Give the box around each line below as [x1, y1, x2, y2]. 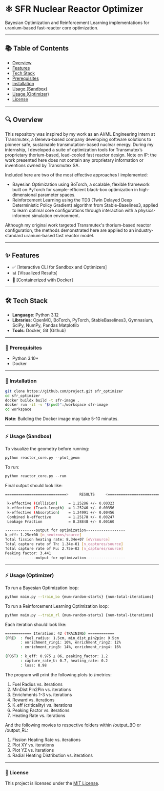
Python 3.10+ [12, 355, 39, 361]
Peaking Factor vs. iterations [12, 707, 70, 713]
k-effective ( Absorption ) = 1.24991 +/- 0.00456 [7, 510, 115, 515]
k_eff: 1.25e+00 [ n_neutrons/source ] [5, 533, 82, 538]
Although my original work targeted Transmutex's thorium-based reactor [5, 222, 151, 228]
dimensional [12, 192, 37, 198]
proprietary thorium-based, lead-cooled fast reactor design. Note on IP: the [5, 152, 157, 158]
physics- [138, 207, 156, 213]
